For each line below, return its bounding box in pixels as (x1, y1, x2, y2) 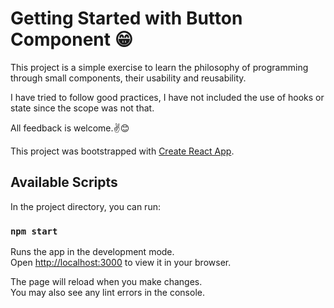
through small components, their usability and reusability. (10, 72, 247, 84)
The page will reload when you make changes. (10, 276, 203, 288)
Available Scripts (10, 174, 118, 191)
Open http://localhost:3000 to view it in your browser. (10, 257, 232, 269)
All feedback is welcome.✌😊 (10, 122, 130, 134)
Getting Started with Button (10, 7, 243, 30)
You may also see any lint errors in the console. (10, 287, 205, 299)
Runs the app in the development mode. (10, 246, 175, 258)
